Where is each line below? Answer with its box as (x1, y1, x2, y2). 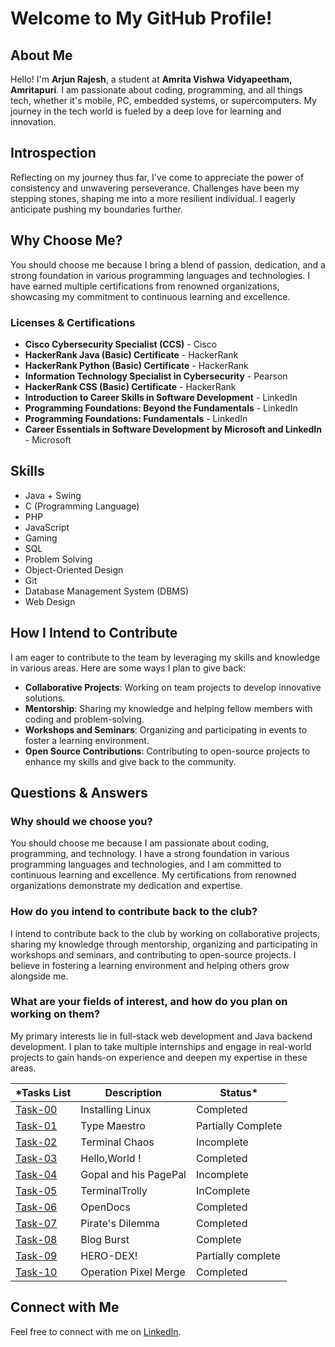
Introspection (10, 145, 97, 162)
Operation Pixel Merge (80, 1265, 186, 1279)
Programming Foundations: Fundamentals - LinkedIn (24, 412, 248, 424)
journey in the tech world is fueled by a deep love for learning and (10, 105, 282, 117)
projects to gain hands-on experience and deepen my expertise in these (10, 1051, 308, 1063)
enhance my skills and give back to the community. (24, 755, 237, 767)
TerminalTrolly (80, 1183, 148, 1197)
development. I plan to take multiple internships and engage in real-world (10, 1040, 312, 1052)
